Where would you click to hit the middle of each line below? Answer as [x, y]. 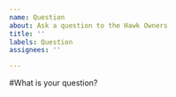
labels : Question [41, 42]
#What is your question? [54, 83]
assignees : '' [35, 50]
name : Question [37, 17]
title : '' [27, 34]
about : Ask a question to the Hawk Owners [88, 26]
